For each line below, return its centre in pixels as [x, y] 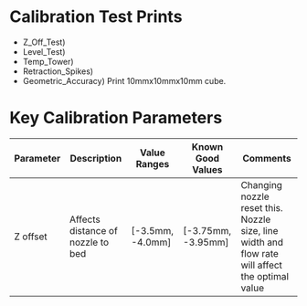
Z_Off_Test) [44, 42]
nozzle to [89, 242]
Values [207, 169]
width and [262, 242]
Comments [266, 158]
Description [96, 158]
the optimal [265, 276]
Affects [85, 219]
